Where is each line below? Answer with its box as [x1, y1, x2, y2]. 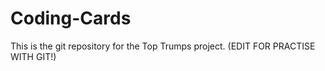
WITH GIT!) [10, 50, 57, 62]
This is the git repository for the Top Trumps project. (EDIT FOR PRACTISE [10, 40, 316, 52]
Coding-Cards [10, 7, 132, 30]
